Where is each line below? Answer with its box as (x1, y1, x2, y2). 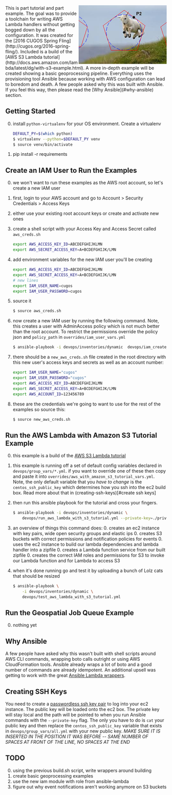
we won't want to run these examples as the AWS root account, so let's (12, 179, 163, 186)
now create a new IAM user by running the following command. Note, (12, 318, 160, 324)
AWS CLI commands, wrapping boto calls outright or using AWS (5, 656, 140, 662)
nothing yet (12, 622, 37, 628)
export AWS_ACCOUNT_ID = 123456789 (12, 392, 84, 397)
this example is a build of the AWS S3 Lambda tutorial (12, 453, 126, 459)
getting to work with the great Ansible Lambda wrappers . (5, 672, 125, 679)
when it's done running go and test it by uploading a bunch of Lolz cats (12, 567, 163, 574)
